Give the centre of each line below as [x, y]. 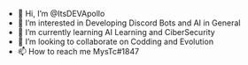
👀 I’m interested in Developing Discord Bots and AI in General [129, 23]
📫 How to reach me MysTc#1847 [78, 51]
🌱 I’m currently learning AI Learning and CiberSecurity [116, 32]
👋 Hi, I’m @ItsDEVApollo [61, 14]
